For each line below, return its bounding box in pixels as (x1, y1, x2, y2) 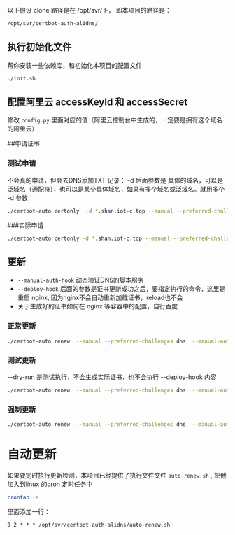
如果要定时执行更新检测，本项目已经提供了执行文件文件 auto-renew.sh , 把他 (7, 471, 227, 479)
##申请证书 (7, 139, 40, 148)
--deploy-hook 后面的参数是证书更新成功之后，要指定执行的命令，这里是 (17, 285, 226, 293)
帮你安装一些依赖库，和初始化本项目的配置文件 (7, 61, 142, 69)
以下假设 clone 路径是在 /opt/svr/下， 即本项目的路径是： (7, 6, 171, 14)
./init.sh (7, 75, 36, 82)
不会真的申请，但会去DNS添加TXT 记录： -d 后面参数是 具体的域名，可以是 (7, 176, 224, 184)
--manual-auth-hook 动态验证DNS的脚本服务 (17, 276, 145, 285)
